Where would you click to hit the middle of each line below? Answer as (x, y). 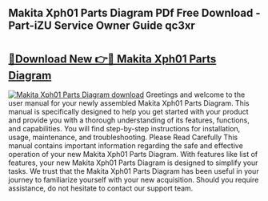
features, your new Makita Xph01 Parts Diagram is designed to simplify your (133, 163)
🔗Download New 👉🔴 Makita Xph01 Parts (112, 59)
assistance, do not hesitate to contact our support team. (101, 188)
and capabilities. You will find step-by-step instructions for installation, (124, 129)
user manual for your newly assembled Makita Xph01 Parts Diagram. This (129, 103)
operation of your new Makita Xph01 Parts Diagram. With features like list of (133, 154)
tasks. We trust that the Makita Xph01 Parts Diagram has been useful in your (134, 171)
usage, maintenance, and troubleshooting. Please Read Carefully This (123, 137)
